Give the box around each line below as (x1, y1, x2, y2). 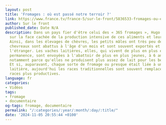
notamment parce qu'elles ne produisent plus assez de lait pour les (9, 58, 156, 62)
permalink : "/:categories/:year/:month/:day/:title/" (5, 108, 119, 113)
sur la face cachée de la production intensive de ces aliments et (9, 35, 152, 40)
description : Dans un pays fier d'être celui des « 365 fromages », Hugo (5, 30, 161, 35)
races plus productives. (9, 71, 61, 76)
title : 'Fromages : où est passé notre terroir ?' (5, 12, 112, 17)
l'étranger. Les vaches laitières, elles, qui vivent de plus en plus (9, 48, 158, 53)
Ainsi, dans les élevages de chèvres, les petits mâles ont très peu (9, 39, 156, 44)
